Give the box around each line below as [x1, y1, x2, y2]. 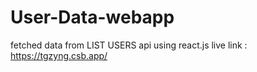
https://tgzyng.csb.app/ [10, 49, 108, 61]
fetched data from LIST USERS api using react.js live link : [10, 39, 248, 51]
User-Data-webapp [10, 6, 175, 29]
